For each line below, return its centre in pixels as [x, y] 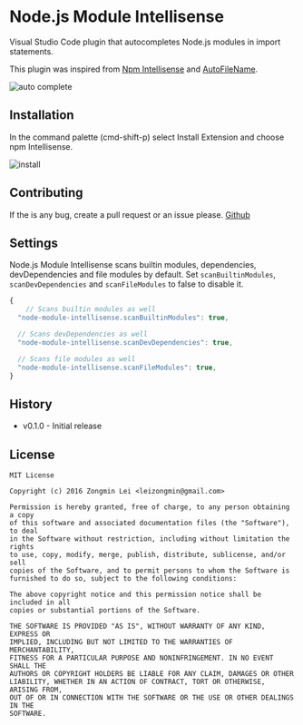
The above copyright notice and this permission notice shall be [135, 594]
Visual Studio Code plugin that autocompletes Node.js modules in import [145, 42]
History [31, 404]
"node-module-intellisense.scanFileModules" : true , [117, 367]
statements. [32, 51]
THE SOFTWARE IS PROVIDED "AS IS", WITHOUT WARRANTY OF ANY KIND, [137, 626]
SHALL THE [28, 666]
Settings [34, 243]
